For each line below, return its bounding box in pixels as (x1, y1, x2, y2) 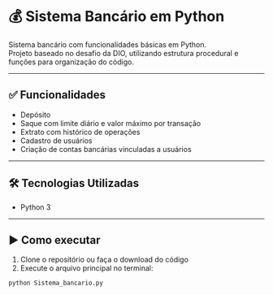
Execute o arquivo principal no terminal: (19, 263, 154, 273)
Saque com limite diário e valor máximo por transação (19, 118, 201, 128)
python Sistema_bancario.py (8, 279, 104, 288)
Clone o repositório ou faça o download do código (19, 254, 189, 265)
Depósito (19, 110, 51, 119)
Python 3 (19, 202, 51, 212)
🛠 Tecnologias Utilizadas (8, 176, 140, 190)
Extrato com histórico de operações (19, 127, 141, 137)
